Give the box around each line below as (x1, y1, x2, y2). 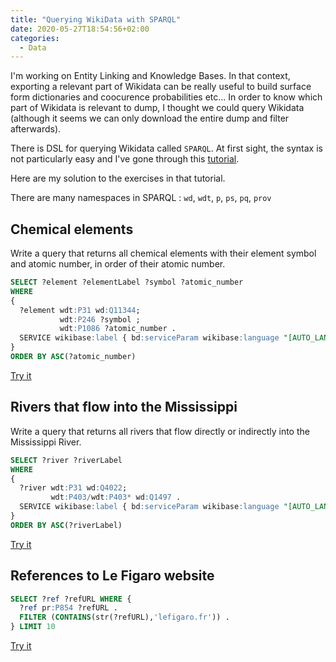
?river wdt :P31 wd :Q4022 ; (19, 483, 128, 493)
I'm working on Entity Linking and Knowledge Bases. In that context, (10, 70, 291, 82)
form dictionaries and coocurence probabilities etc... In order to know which (10, 91, 323, 103)
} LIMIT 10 (10, 622, 56, 632)
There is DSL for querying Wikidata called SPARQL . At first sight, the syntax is (10, 142, 323, 155)
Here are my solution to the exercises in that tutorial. (10, 172, 226, 185)
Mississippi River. (10, 436, 82, 448)
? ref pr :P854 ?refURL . (19, 603, 118, 613)
